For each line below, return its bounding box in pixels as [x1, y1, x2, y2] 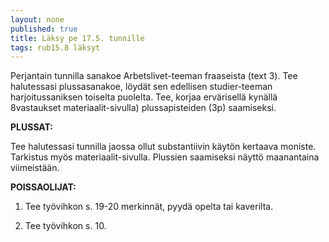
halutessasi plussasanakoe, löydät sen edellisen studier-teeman [10, 81, 273, 93]
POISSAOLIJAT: [10, 181, 77, 193]
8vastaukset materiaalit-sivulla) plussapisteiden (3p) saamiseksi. [10, 102, 277, 114]
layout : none [10, 14, 65, 25]
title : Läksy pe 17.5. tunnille [10, 33, 145, 43]
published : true [10, 24, 78, 34]
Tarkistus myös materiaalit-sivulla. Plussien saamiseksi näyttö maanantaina [10, 151, 320, 163]
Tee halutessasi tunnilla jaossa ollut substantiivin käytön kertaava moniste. [10, 141, 317, 153]
